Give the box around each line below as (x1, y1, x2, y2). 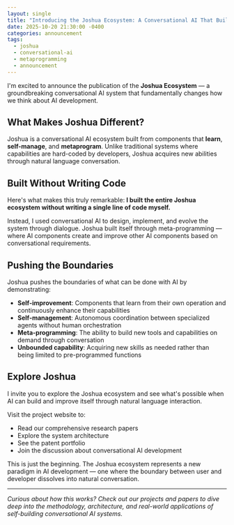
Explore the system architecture (17, 431, 109, 440)
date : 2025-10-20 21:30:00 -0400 (7, 23, 104, 30)
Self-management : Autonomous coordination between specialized (17, 313, 210, 322)
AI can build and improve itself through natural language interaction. (7, 397, 203, 405)
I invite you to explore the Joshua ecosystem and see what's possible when (7, 389, 224, 398)
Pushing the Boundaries (7, 259, 114, 271)
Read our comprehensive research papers (17, 424, 139, 432)
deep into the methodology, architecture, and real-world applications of (7, 502, 214, 510)
